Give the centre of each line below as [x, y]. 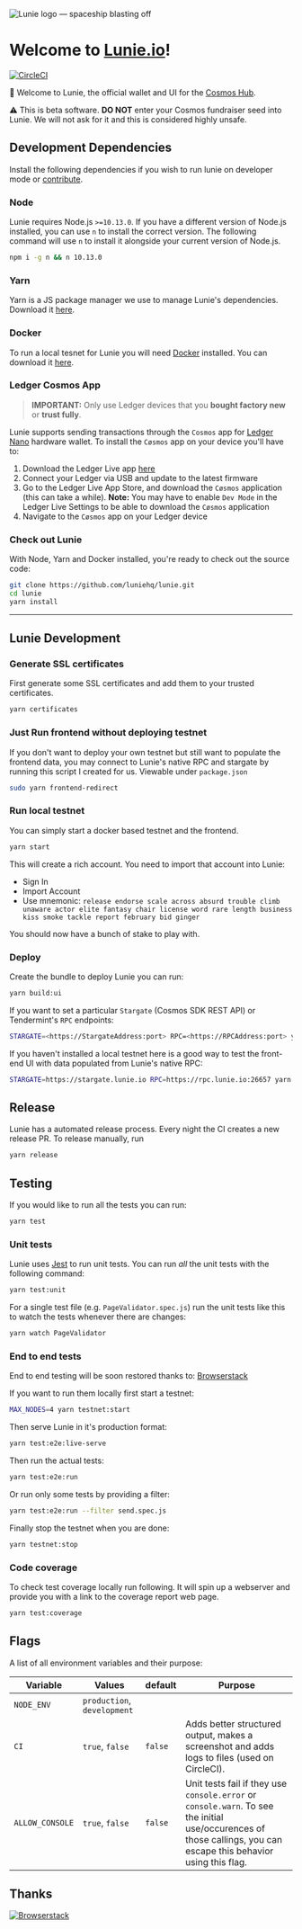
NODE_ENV [32, 1705]
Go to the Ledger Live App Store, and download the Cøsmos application [152, 487]
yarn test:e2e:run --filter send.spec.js [88, 1511]
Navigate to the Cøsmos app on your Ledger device [115, 516]
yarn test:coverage [46, 1613]
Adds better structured [233, 1724]
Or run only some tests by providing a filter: [90, 1494]
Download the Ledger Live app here [89, 469]
